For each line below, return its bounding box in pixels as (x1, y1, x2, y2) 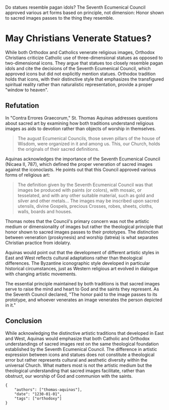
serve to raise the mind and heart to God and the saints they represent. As (5, 286, 159, 292)
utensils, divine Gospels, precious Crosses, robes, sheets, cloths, (17, 203, 153, 209)
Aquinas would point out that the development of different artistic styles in (5, 249, 159, 255)
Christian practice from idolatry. (5, 240, 72, 246)
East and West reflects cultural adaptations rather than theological (5, 255, 143, 261)
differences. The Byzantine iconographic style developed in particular (5, 260, 150, 266)
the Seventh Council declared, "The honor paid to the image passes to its (5, 291, 157, 297)
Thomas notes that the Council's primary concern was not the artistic (5, 218, 150, 224)
